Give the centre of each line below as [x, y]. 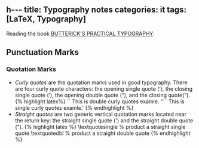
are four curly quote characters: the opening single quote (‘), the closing [104, 88]
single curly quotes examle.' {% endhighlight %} [74, 107]
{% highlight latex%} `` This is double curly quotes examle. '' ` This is [99, 101]
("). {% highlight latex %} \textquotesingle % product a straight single [100, 127]
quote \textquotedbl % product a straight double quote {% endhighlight [102, 133]
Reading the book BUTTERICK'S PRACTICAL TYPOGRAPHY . [80, 33]
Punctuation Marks [42, 52]
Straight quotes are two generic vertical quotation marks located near [101, 114]
